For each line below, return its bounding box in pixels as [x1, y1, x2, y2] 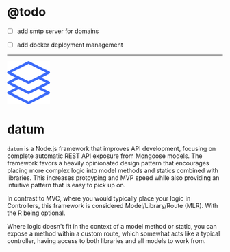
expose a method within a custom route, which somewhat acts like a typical [7, 229, 220, 238]
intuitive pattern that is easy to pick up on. [7, 181, 126, 189]
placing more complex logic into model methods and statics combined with [7, 166, 219, 174]
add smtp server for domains [16, 27, 99, 35]
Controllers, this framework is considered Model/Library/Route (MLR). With [7, 202, 218, 209]
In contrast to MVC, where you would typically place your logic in [7, 194, 191, 203]
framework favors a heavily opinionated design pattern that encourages [7, 159, 209, 167]
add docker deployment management [16, 41, 123, 49]
